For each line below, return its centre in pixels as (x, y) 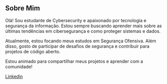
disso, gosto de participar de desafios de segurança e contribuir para (77, 46)
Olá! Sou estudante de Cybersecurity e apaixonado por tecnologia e (76, 20)
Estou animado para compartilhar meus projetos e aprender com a (74, 61)
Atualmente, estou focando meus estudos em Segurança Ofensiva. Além (81, 41)
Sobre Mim (23, 8)
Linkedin (14, 76)
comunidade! (19, 66)
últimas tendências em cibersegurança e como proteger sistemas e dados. (83, 31)
